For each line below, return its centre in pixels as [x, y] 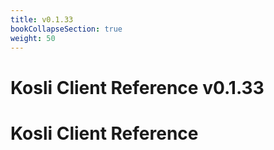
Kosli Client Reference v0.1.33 [137, 87]
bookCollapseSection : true [66, 29]
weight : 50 [33, 38]
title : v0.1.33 [42, 19]
